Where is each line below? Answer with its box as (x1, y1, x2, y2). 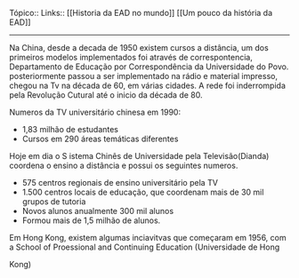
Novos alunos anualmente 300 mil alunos (21, 206, 174, 216)
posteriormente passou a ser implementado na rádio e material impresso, (9, 71, 279, 81)
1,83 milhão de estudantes (21, 124, 118, 134)
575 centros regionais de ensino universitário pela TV (21, 178, 218, 187)
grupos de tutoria (21, 196, 86, 207)
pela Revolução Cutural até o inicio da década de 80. (9, 90, 203, 100)
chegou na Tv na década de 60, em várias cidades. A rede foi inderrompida (9, 80, 287, 91)
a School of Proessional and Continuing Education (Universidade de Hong (9, 242, 280, 252)
